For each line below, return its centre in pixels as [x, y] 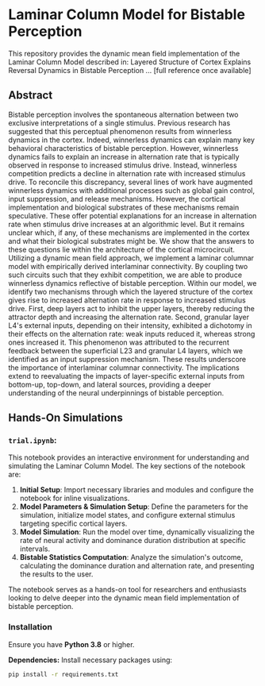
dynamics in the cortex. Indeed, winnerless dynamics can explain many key [132, 140]
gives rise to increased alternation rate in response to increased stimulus [127, 300]
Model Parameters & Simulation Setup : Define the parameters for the [134, 507]
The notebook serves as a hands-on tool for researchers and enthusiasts [128, 590]
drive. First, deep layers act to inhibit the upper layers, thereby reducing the [132, 308]
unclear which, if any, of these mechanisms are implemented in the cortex [129, 233]
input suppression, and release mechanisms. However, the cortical [117, 198]
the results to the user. [56, 574]
